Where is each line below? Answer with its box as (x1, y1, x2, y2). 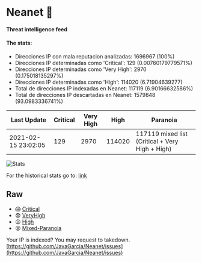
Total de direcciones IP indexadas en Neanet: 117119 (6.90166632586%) (14, 84, 194, 92)
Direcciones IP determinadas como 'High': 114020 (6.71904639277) (14, 78, 183, 86)
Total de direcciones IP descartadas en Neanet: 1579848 (14, 91, 156, 98)
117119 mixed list (135, 129, 188, 138)
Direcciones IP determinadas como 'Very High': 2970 (14, 66, 147, 73)
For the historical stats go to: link (6, 172, 87, 179)
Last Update (11, 116, 47, 124)
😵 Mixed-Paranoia (14, 224, 62, 231)
